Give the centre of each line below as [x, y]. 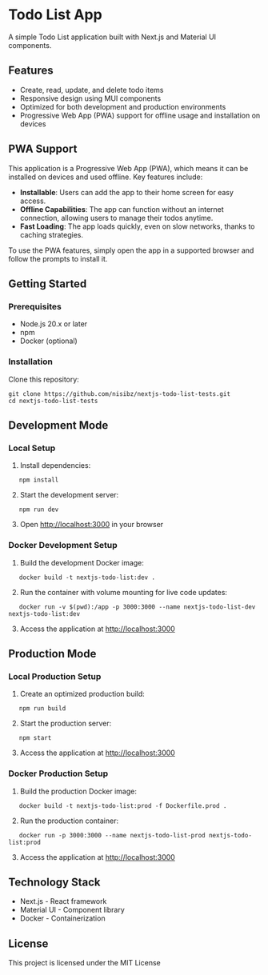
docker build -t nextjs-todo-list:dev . [87, 577]
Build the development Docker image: [82, 562]
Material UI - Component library [72, 910]
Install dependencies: [55, 466]
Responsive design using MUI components [90, 98]
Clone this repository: [44, 379]
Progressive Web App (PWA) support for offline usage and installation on [140, 115]
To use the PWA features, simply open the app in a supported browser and [131, 250]
